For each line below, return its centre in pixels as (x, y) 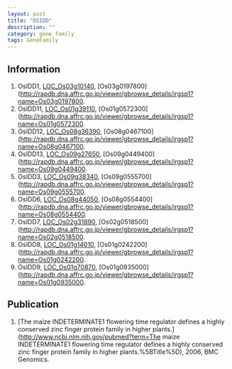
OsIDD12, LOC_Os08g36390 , (60, 131)
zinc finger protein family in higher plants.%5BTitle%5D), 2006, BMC (118, 351)
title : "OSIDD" (30, 21)
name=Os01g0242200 (50, 259)
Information (34, 69)
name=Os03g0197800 (50, 101)
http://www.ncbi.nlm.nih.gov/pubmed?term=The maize (100, 336)
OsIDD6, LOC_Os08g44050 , (59, 199)
